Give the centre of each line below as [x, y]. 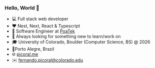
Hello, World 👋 [22, 8]
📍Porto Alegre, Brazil [33, 49]
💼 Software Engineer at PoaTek [43, 31]
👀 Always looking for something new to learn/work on [66, 36]
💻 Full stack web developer [40, 19]
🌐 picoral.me [25, 54]
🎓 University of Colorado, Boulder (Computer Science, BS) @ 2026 [81, 42]
